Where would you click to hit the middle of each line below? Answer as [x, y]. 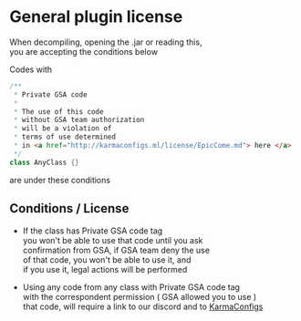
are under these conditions [60, 180]
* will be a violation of [62, 129]
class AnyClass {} [44, 162]
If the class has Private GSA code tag [93, 231]
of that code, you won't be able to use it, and [107, 259]
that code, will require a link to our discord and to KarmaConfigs [143, 306]
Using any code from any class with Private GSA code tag [131, 287]
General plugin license [96, 17]
